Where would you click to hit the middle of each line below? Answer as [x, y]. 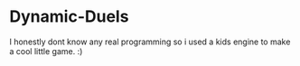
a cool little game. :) [46, 51]
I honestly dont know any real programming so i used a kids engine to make [150, 42]
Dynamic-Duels [69, 17]
